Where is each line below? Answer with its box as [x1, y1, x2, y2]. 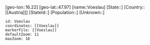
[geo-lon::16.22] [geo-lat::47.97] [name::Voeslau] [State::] [5, 4, 123, 10]
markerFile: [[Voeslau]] [5, 28, 57, 33]
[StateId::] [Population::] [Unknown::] [29, 9, 105, 15]
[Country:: [124, 4, 145, 10]
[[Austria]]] [5, 9, 28, 15]
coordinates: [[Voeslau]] [5, 23, 59, 28]
